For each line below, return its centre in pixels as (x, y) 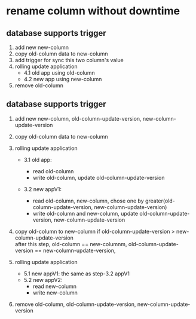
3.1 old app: (38, 159)
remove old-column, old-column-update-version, (75, 304)
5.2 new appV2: (43, 280)
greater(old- (160, 201)
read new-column (54, 286)
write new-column (55, 292)
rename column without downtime (93, 11)
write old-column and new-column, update (85, 213)
